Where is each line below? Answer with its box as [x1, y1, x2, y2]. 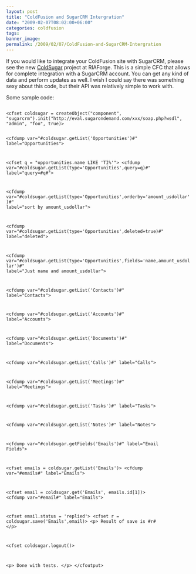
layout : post [6, 8, 38, 15]
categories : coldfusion [6, 25, 65, 31]
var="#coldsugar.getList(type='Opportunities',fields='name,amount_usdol [6, 258, 191, 263]
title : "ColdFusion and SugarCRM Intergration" [6, 14, 125, 20]
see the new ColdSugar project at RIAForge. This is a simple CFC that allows [6, 64, 191, 71]
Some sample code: [6, 94, 55, 101]
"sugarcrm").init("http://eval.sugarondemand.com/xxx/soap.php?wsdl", [6, 115, 183, 121]
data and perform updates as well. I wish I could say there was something [6, 76, 184, 83]
